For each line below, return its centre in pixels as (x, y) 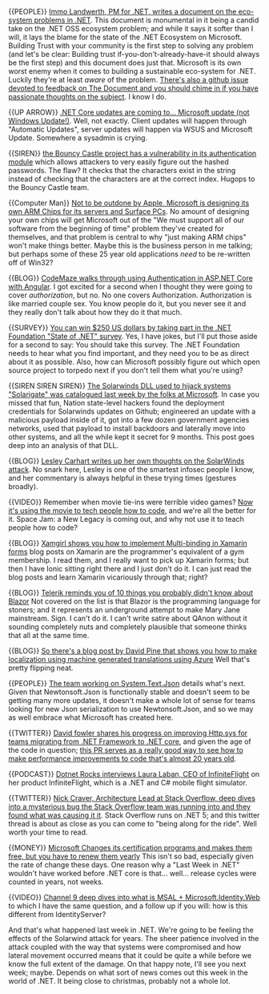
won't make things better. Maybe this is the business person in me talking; (130, 245)
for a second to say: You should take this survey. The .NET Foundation (124, 345)
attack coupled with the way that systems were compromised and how (125, 947)
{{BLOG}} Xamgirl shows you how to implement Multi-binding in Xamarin (128, 543)
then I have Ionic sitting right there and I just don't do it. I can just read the (130, 569)
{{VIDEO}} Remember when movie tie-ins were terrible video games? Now (131, 502)
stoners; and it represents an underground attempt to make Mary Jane (124, 610)
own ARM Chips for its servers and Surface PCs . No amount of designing (129, 211)
